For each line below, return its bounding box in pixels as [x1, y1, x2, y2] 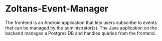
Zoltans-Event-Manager [5, 3, 109, 14]
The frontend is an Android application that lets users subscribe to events [5, 19, 157, 25]
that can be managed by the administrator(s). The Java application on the [5, 24, 157, 30]
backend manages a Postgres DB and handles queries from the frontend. [5, 30, 156, 36]
